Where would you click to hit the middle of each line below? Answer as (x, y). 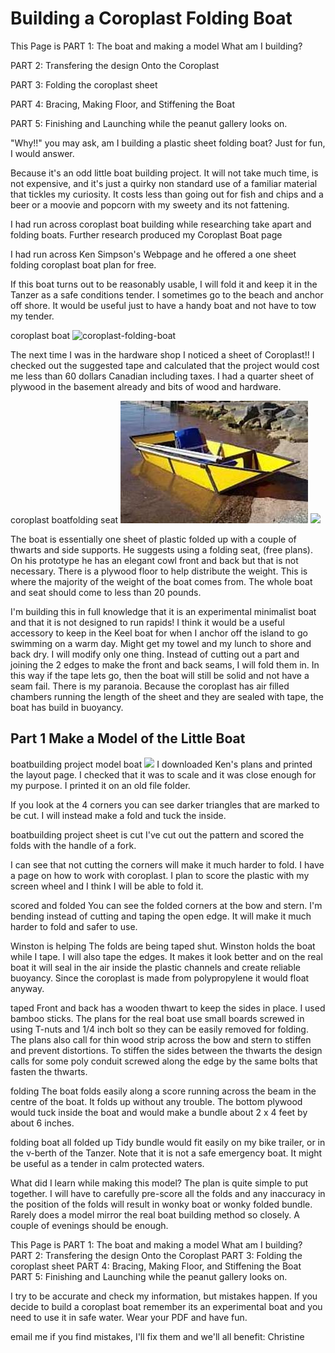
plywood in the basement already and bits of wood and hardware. (146, 386)
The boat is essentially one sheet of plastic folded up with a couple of (153, 539)
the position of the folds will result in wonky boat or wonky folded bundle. (161, 1204)
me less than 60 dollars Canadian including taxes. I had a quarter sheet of (162, 376)
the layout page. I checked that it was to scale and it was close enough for (163, 774)
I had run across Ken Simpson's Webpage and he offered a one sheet (153, 254)
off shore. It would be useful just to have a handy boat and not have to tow (163, 305)
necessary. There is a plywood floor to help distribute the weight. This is (159, 571)
